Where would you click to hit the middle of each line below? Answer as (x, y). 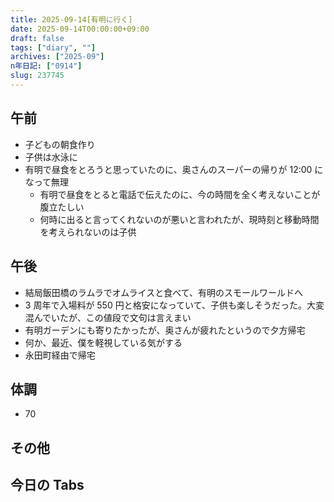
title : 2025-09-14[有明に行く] (71, 19)
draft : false (37, 38)
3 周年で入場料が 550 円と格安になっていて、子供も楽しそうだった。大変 (174, 305)
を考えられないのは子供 (88, 232)
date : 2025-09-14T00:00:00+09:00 (80, 29)
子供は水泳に (51, 157)
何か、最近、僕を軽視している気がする (103, 342)
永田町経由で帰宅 (60, 355)
